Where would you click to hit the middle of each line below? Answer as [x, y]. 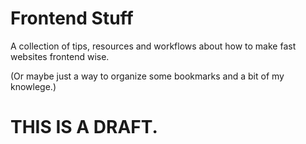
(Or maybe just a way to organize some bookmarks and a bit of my [147, 76]
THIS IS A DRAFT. [84, 127]
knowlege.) [33, 86]
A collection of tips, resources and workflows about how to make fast [153, 46]
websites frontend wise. [60, 56]
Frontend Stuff [72, 18]
